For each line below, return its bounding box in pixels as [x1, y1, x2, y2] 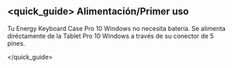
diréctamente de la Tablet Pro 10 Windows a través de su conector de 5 [7, 32, 214, 40]
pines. [7, 39, 25, 48]
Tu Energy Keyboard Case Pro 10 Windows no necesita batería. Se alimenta [7, 24, 226, 32]
